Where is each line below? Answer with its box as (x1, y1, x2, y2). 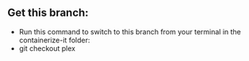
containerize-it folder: (18, 35, 90, 45)
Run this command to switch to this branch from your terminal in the (18, 27, 241, 36)
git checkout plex (18, 43, 76, 53)
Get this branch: (7, 6, 89, 20)
